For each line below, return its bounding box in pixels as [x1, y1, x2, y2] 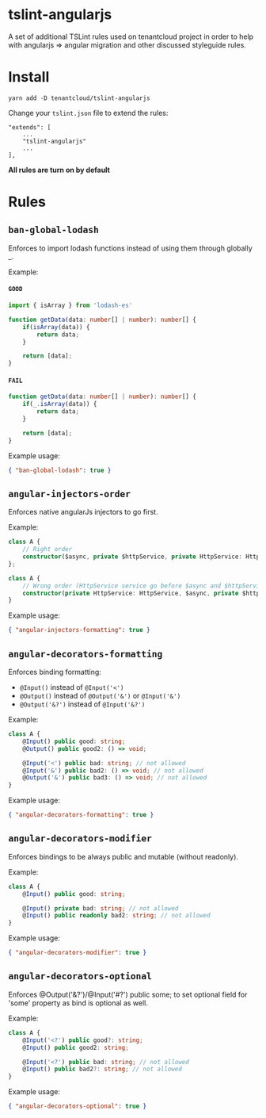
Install [8, 68, 50, 86]
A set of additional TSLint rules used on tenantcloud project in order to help [8, 32, 254, 41]
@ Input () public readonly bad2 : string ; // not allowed [22, 912, 211, 920]
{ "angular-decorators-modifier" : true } [8, 949, 147, 957]
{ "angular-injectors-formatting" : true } [8, 626, 150, 634]
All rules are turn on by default [8, 165, 111, 174]
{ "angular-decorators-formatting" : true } [8, 811, 154, 819]
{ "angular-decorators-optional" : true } [8, 1102, 147, 1111]
